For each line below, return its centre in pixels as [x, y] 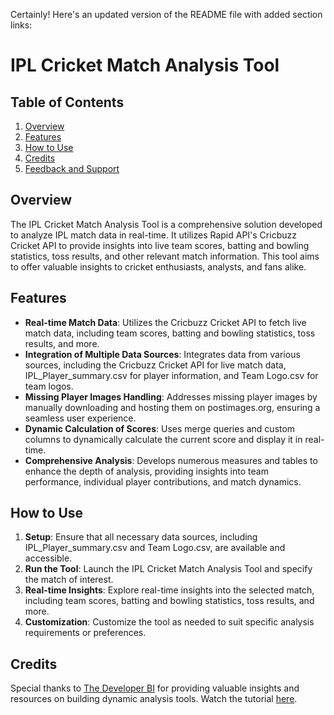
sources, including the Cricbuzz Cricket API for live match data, [155, 365]
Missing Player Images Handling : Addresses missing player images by [171, 396]
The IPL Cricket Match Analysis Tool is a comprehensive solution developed [166, 224]
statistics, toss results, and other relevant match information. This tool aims [165, 256]
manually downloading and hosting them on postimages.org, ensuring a [172, 407]
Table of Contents [67, 102]
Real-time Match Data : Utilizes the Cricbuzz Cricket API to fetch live [165, 322]
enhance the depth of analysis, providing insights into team [146, 471]
